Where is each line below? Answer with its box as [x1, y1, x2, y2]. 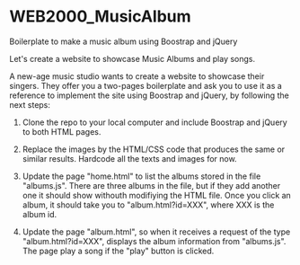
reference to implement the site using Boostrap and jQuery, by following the [9, 90, 289, 101]
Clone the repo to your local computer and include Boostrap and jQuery [22, 117, 287, 128]
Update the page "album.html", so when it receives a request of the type [22, 226, 291, 237]
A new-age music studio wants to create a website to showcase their [9, 70, 265, 82]
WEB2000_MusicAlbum [9, 6, 191, 27]
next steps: [9, 99, 51, 110]
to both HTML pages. [22, 126, 101, 137]
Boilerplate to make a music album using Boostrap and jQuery [9, 36, 238, 47]
